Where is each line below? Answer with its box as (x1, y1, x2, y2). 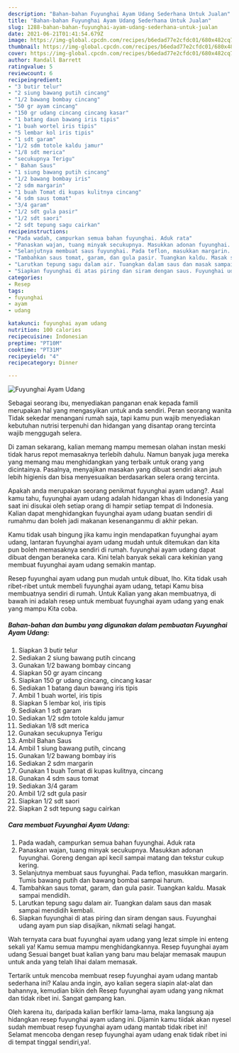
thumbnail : (8, 43, 40, 50)
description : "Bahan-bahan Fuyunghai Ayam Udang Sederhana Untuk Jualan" (8, 10, 231, 18)
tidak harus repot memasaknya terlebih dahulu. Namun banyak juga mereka (8, 450, 229, 459)
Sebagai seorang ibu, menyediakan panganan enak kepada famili (8, 399, 199, 408)
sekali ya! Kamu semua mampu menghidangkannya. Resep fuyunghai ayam (8, 942, 229, 951)
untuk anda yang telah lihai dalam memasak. (8, 958, 138, 966)
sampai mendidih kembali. (18, 906, 95, 915)
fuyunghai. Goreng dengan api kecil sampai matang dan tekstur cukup (18, 854, 224, 862)
